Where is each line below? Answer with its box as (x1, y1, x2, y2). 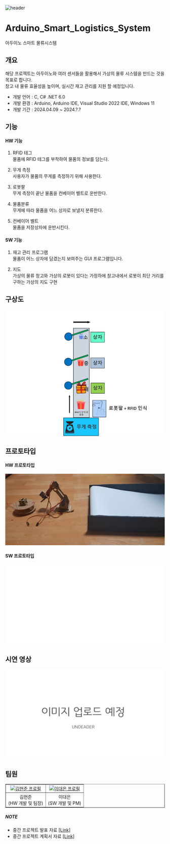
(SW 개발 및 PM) (48, 800, 82, 806)
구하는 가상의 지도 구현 (12, 278, 58, 285)
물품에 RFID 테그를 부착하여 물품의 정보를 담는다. (12, 156, 109, 162)
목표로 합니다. (5, 76, 33, 83)
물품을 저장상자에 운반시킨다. (12, 224, 70, 230)
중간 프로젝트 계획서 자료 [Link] (12, 833, 75, 839)
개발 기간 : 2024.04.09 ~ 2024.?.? (12, 106, 81, 112)
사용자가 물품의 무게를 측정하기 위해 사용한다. (12, 173, 102, 179)
